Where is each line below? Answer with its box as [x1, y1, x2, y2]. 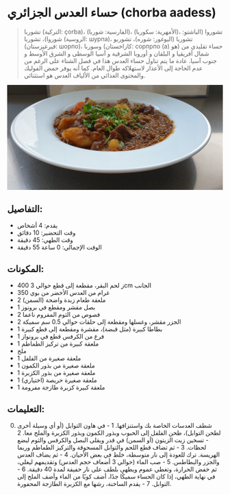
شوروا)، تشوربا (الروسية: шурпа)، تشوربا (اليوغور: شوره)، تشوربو [23, 34, 193, 43]
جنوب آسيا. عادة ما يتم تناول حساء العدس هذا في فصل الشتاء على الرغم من [23, 56, 217, 64]
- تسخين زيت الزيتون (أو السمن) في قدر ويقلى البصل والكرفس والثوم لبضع [16, 435, 209, 444]
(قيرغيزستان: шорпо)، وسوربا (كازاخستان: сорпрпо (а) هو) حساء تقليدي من [23, 42, 223, 50]
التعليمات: [7, 403, 45, 415]
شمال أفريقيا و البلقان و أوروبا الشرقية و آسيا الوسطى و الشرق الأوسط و [23, 49, 209, 58]
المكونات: [7, 263, 44, 275]
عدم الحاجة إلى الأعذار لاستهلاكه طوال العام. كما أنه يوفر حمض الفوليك [23, 64, 203, 72]
